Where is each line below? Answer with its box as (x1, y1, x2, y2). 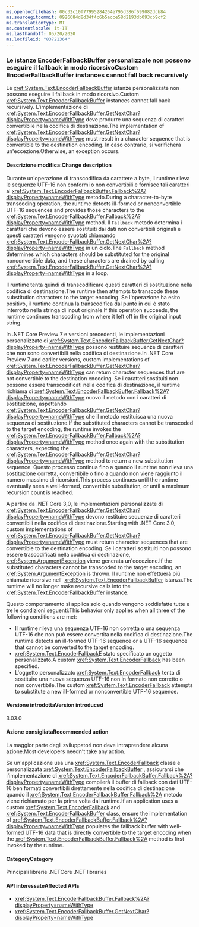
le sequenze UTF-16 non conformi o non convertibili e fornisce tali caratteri (6, 181, 190, 188)
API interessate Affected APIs (6, 882, 80, 889)
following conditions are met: (6, 613, 77, 620)
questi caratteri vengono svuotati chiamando (6, 232, 116, 239)
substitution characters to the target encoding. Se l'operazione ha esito (6, 294, 181, 301)
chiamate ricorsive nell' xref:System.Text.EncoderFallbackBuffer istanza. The (6, 576, 193, 583)
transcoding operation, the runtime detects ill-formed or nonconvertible (6, 200, 181, 207)
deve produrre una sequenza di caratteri (86, 116, 185, 123)
